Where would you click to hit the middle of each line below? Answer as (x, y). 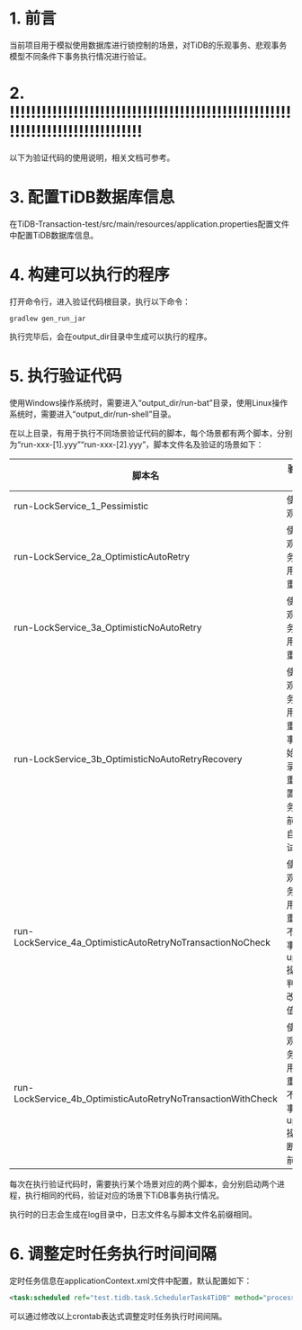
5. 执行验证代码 (66, 376)
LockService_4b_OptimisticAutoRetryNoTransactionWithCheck (146, 1099)
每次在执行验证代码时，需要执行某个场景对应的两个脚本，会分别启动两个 (143, 1183)
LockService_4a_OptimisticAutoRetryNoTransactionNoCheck (142, 942)
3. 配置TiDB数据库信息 (92, 198)
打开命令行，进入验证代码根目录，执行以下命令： (100, 301)
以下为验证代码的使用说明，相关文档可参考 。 (92, 157)
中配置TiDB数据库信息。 (54, 235)
